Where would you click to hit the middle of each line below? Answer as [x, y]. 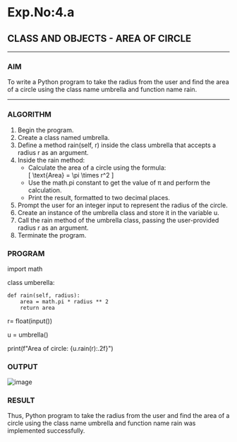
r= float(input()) [30, 321]
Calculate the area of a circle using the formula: [97, 168]
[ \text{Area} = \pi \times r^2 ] [71, 175]
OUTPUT [23, 366]
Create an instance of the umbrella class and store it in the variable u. [119, 212]
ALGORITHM [29, 115]
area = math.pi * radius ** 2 [65, 301]
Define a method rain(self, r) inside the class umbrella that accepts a [117, 145]
